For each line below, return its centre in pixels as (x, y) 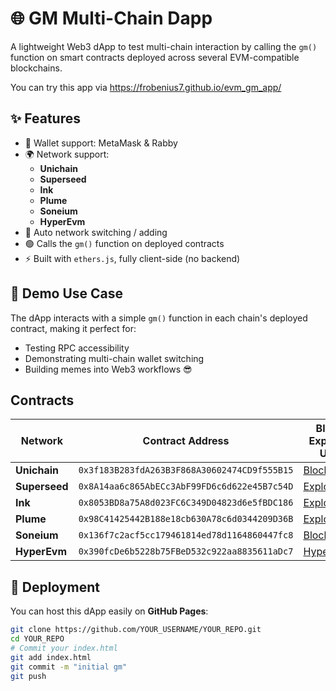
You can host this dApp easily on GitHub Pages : (109, 611)
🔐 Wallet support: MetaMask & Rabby (101, 143)
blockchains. (36, 68)
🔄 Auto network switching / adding (96, 232)
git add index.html (51, 657)
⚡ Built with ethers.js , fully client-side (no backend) (132, 258)
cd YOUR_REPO (37, 639)
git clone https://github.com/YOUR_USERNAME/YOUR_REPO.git (136, 630)
